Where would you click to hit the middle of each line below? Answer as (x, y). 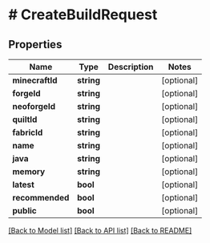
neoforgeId (34, 106)
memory (29, 172)
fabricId (28, 132)
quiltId (25, 119)
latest (23, 184)
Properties (35, 45)
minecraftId (35, 80)
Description (131, 67)
